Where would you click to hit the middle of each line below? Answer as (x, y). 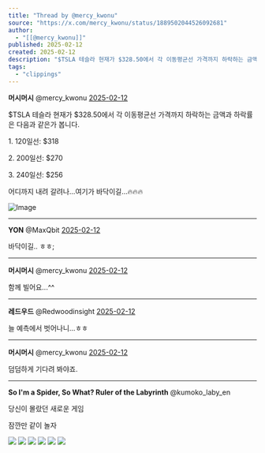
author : (21, 30)
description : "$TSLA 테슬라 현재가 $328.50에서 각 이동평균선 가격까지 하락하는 (126, 60)
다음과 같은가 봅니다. (48, 124)
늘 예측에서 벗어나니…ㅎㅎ (48, 328)
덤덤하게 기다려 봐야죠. (43, 369)
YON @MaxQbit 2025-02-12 (54, 230)
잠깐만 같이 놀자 (33, 425)
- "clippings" (38, 74)
